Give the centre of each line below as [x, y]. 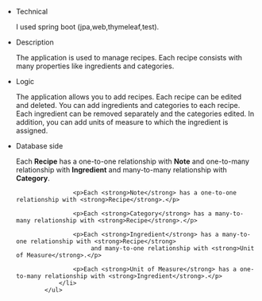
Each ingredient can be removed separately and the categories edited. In [135, 114]
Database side [39, 146]
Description [35, 42]
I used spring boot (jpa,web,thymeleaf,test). [87, 27]
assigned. [32, 131]
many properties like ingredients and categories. [95, 66]
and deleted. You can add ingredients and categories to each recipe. [128, 105]
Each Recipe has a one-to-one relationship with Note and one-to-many [133, 161]
